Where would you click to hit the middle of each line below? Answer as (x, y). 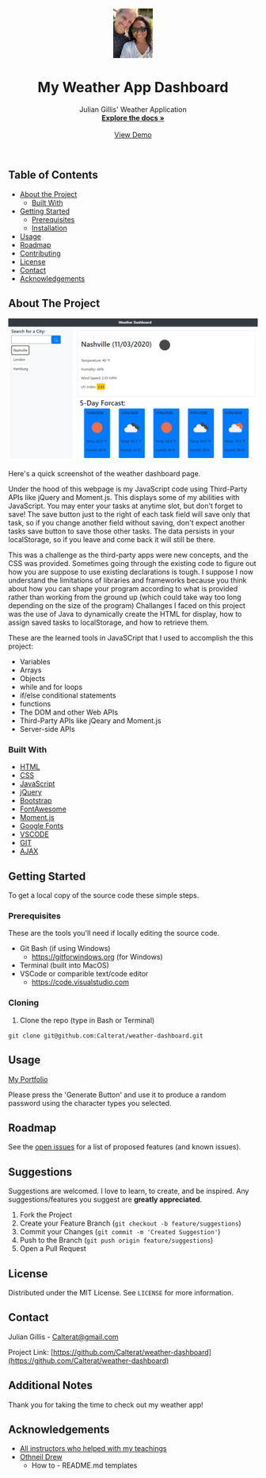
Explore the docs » (133, 117)
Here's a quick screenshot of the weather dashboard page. (104, 473)
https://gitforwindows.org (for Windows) (97, 957)
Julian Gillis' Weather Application (133, 109)
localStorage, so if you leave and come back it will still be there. (112, 539)
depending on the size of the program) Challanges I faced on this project (127, 606)
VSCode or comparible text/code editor (84, 974)
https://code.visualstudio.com (80, 982)
